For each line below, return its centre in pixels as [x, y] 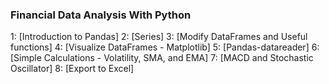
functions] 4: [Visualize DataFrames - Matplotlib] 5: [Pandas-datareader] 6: [165, 47]
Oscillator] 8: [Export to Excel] [72, 69]
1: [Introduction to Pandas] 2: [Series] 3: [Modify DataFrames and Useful [159, 37]
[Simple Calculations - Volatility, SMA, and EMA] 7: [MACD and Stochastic [162, 58]
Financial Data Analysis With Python [101, 15]
